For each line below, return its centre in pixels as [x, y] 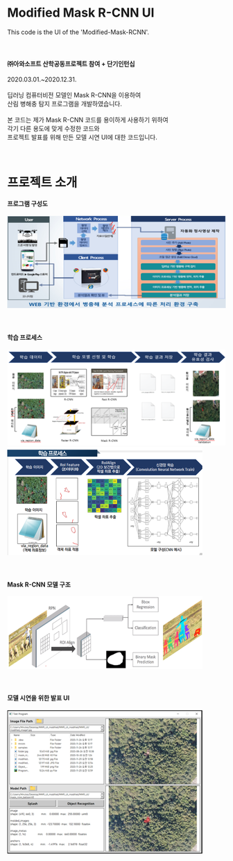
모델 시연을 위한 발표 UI [38, 698]
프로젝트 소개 [42, 183]
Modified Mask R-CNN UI [81, 13]
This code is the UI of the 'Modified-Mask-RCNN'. [78, 32]
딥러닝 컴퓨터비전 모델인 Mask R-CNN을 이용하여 [74, 95]
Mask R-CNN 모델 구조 [39, 584]
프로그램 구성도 [28, 204]
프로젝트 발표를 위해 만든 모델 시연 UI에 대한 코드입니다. [82, 138]
